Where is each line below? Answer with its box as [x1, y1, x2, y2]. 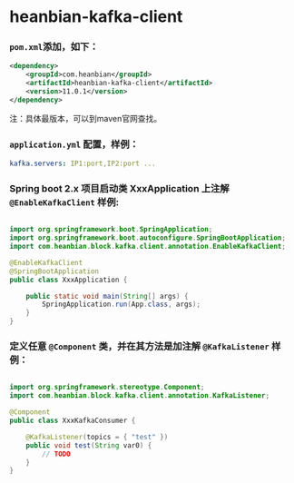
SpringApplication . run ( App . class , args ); [42, 300, 201, 310]
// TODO [42, 449, 71, 458]
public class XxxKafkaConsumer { [9, 416, 136, 425]
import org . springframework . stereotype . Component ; [9, 383, 205, 392]
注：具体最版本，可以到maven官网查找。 [9, 113, 162, 123]
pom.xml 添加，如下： [9, 41, 99, 54]
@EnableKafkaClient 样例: [9, 195, 120, 208]
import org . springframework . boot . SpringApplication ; [9, 225, 213, 234]
